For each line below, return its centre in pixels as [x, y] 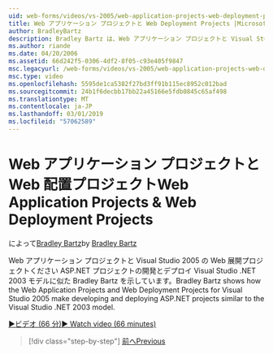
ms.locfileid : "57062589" [52, 122]
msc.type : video [36, 76]
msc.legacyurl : [34, 69]
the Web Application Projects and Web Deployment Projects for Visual [126, 290]
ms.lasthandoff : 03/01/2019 [56, 114]
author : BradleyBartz [45, 31]
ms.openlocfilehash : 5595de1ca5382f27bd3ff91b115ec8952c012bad [118, 84]
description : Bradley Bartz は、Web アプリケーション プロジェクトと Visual [131, 39]
